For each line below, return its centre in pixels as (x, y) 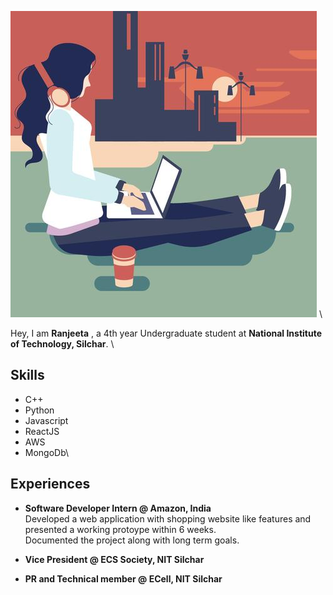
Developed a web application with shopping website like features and (168, 518)
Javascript (46, 420)
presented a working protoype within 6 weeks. (120, 529)
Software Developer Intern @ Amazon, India (118, 508)
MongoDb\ (47, 452)
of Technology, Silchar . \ (62, 344)
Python (39, 410)
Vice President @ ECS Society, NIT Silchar (114, 559)
